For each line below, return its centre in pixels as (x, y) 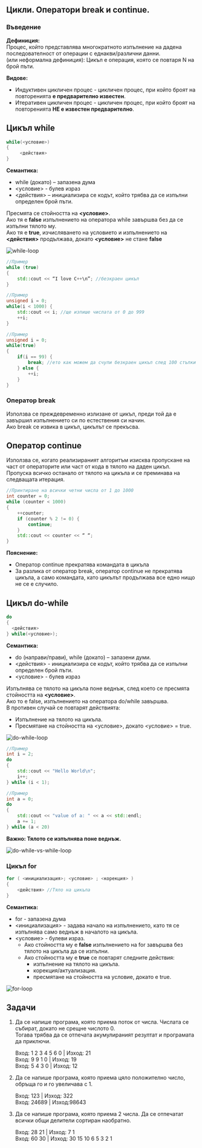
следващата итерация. (36, 479)
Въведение (24, 27)
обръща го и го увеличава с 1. (54, 1084)
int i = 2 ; (20, 754)
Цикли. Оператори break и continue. (78, 10)
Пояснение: (22, 553)
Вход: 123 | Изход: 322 (44, 1096)
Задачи (21, 1007)
